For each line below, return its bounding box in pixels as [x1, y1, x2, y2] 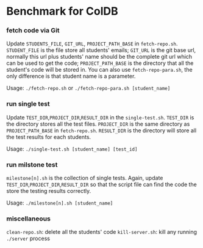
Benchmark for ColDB [6, 4, 119, 18]
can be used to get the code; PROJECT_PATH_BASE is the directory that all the [6, 59, 194, 67]
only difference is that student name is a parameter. [6, 72, 136, 80]
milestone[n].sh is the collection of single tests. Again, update [6, 175, 163, 182]
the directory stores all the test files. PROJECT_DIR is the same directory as [6, 120, 190, 127]
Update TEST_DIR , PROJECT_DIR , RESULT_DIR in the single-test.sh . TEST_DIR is [6, 113, 194, 121]
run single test [6, 100, 50, 108]
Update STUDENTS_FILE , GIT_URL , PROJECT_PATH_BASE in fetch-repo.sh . [6, 40, 178, 47]
